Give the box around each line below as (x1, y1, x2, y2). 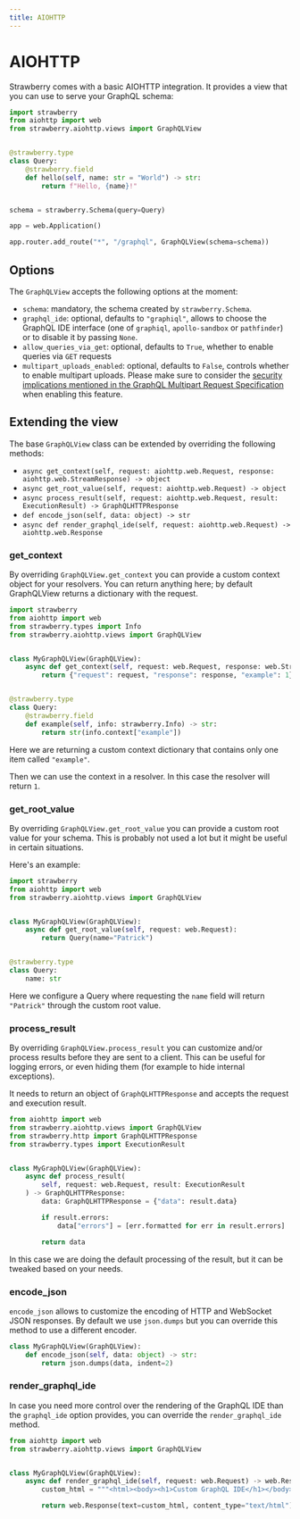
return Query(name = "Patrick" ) (41, 934, 154, 943)
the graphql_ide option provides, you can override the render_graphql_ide (9, 1409, 282, 1420)
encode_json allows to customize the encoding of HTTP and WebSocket (9, 1306, 272, 1316)
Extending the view (9, 414, 119, 430)
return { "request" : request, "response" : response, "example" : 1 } (41, 671, 294, 680)
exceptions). (9, 1071, 55, 1081)
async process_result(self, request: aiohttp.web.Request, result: (21, 493, 279, 503)
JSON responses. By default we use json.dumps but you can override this (9, 1315, 279, 1326)
